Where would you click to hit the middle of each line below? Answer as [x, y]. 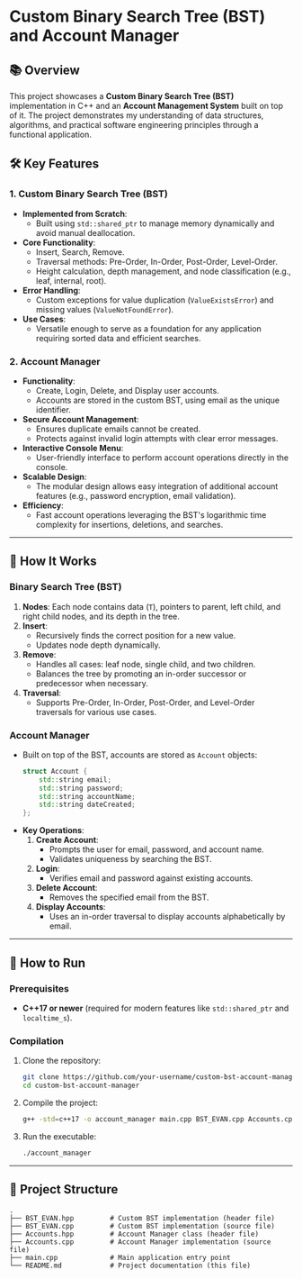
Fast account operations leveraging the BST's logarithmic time [151, 514]
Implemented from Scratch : [75, 213]
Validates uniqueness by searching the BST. [131, 859]
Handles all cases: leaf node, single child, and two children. [146, 664]
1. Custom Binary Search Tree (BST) [89, 194]
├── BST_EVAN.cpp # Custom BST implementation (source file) [142, 1226]
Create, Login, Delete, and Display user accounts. [128, 390]
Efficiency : [43, 505]
